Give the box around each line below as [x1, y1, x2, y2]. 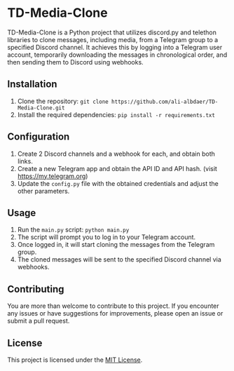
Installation [7, 79, 57, 90]
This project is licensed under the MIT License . [7, 356, 143, 364]
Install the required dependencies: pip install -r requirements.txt [17, 110, 216, 119]
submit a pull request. [7, 317, 70, 325]
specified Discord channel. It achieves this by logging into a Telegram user [7, 43, 223, 51]
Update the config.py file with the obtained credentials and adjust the [17, 179, 219, 187]
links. [17, 156, 33, 166]
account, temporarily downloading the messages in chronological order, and [7, 50, 228, 59]
